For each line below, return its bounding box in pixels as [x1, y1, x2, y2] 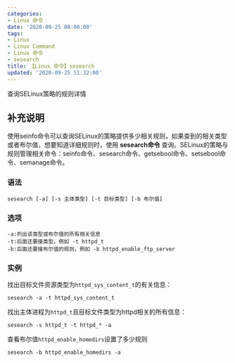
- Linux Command [7, 43, 55, 50]
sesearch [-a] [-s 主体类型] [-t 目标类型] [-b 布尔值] [7, 195, 163, 203]
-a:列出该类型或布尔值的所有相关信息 [7, 230, 101, 238]
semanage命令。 [19, 158, 69, 167]
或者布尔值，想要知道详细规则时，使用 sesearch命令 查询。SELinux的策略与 [7, 141, 229, 149]
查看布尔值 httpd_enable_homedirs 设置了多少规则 [7, 335, 148, 343]
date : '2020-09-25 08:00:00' [7, 23, 93, 30]
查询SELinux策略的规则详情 [7, 89, 87, 98]
